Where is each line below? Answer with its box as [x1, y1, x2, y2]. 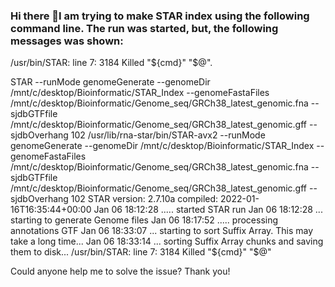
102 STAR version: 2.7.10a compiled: [70, 193, 219, 205]
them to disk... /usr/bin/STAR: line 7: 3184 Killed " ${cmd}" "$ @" [10, 246, 272, 258]
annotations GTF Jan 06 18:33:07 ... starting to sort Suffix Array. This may [10, 225, 314, 237]
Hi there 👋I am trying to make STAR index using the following [10, 9, 310, 23]
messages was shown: [10, 34, 124, 48]
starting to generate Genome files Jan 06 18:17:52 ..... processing [10, 214, 279, 226]
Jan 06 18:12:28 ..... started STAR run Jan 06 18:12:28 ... [93, 204, 323, 216]
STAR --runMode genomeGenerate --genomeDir [10, 76, 211, 88]
